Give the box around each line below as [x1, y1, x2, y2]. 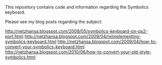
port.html [5, 34, 23, 39]
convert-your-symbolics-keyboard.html [5, 44, 85, 49]
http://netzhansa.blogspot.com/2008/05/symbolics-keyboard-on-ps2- [5, 28, 148, 34]
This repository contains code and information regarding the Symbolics [5, 4, 149, 10]
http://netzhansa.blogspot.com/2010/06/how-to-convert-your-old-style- [5, 49, 152, 55]
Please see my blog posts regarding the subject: [5, 19, 103, 24]
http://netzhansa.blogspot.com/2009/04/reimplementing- [24, 34, 141, 39]
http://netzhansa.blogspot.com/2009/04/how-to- [57, 39, 157, 44]
